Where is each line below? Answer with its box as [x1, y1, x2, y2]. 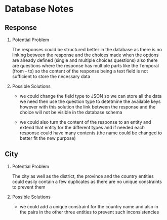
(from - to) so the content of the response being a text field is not [12, 68, 148, 74]
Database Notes [5, 3, 74, 15]
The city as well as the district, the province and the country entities [12, 173, 154, 179]
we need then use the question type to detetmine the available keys [19, 98, 161, 104]
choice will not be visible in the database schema [19, 109, 122, 115]
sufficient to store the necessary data [12, 74, 91, 79]
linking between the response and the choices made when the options [12, 52, 159, 58]
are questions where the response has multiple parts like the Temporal [12, 63, 159, 68]
